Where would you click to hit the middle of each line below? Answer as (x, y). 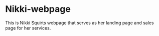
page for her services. (28, 28)
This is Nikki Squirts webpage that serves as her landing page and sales (79, 23)
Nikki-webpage (38, 9)
